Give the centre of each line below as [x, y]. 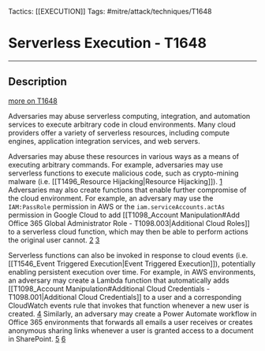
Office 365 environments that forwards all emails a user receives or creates [131, 322]
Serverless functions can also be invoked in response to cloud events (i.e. [128, 255]
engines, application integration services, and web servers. [104, 141]
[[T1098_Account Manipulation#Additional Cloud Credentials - [109, 288]
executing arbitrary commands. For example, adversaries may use [116, 164]
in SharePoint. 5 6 [37, 338]
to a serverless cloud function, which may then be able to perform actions [128, 231]
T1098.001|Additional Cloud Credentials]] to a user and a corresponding [125, 297]
